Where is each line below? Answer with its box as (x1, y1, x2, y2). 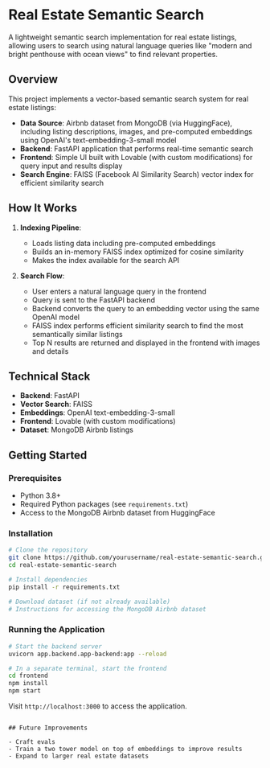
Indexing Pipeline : (19, 223, 82, 232)
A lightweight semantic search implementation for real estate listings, (8, 32, 237, 42)
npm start (8, 687, 42, 695)
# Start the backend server (8, 642, 103, 651)
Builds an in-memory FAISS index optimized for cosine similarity (31, 247, 244, 257)
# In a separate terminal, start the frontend (8, 664, 167, 672)
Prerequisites (8, 472, 62, 483)
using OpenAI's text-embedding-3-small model (19, 135, 177, 145)
